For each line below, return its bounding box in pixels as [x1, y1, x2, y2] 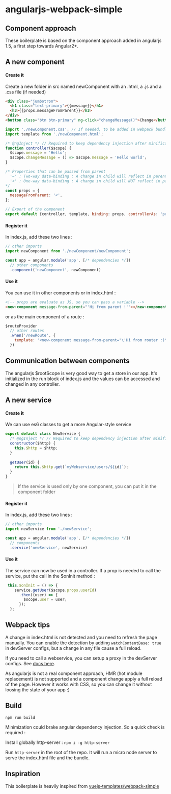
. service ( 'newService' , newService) [10, 545, 88, 550]
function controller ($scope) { [5, 146, 72, 151]
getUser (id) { [10, 460, 40, 465]
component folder [17, 489, 56, 495]
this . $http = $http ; [14, 446, 58, 451]
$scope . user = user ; [23, 597, 67, 602]
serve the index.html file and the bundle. [5, 755, 90, 761]
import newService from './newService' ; [5, 526, 93, 532]
